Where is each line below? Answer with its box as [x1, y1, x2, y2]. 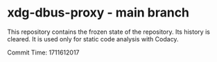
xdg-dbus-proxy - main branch [7, 5, 189, 21]
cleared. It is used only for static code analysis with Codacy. [7, 34, 179, 43]
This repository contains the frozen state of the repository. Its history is [7, 28, 210, 36]
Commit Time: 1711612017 [7, 48, 80, 56]
